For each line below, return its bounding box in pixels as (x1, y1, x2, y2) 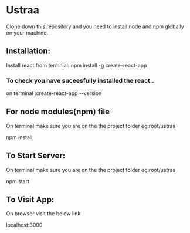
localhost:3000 (6, 221, 43, 229)
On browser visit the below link (6, 210, 81, 217)
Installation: (6, 46, 51, 56)
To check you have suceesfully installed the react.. (6, 76, 154, 85)
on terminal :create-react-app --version (6, 90, 102, 97)
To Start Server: (6, 151, 66, 161)
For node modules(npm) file (6, 107, 110, 117)
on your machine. (6, 29, 49, 36)
